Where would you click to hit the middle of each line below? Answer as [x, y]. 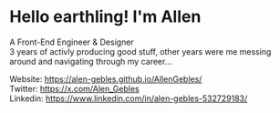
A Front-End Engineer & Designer [72, 42]
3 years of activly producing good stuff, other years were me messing [140, 51]
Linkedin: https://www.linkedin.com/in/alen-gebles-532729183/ [129, 98]
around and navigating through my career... [91, 61]
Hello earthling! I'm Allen [105, 17]
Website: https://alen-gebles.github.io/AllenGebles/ [106, 78]
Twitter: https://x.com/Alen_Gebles [74, 88]
